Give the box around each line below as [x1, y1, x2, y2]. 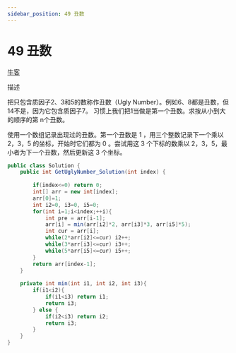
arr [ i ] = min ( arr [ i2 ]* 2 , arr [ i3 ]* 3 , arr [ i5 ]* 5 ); [45, 221, 191, 228]
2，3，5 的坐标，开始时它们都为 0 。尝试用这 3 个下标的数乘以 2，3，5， [7, 139, 222, 148]
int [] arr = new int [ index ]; [33, 189, 119, 196]
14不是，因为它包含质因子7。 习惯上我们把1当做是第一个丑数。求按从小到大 [7, 107, 226, 115]
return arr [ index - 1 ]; [33, 261, 97, 268]
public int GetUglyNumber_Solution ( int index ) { [20, 169, 166, 176]
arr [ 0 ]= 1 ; [33, 195, 61, 202]
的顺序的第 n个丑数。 [7, 115, 69, 124]
